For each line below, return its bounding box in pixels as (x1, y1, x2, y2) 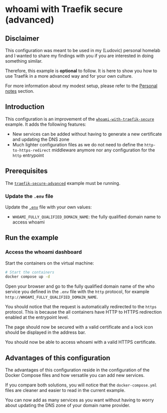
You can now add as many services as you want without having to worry (5, 397, 154, 403)
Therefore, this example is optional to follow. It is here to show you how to (5, 68, 158, 74)
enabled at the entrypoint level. (5, 314, 69, 320)
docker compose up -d (5, 274, 50, 279)
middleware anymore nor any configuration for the (51, 147, 156, 153)
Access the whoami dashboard (5, 249, 82, 256)
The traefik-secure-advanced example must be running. (5, 180, 121, 186)
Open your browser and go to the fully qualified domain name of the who (5, 283, 155, 289)
